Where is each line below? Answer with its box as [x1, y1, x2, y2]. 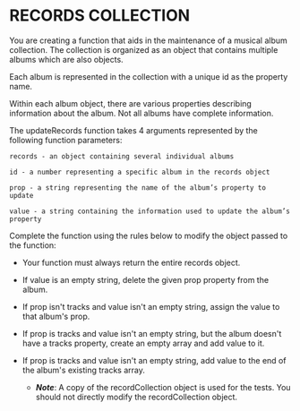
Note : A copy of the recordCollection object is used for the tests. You [35, 381, 291, 392]
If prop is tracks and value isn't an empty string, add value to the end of [21, 355, 287, 365]
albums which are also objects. [9, 54, 124, 64]
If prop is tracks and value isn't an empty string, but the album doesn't [21, 328, 282, 338]
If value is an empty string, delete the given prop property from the [21, 274, 270, 285]
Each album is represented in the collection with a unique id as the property [9, 71, 288, 81]
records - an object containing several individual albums [9, 151, 235, 161]
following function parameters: [9, 134, 123, 145]
